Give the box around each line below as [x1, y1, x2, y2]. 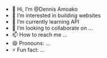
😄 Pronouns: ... [11, 40, 51, 47]
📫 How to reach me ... [11, 31, 68, 38]
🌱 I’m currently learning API [11, 18, 80, 25]
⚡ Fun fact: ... [11, 46, 45, 53]
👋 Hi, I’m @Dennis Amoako [11, 6, 78, 12]
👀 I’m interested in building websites [11, 12, 101, 19]
